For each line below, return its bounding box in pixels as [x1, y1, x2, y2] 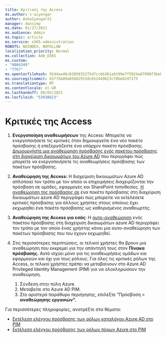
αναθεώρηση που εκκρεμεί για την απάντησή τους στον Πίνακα [12, 245, 145, 251]
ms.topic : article [5, 35, 43, 40]
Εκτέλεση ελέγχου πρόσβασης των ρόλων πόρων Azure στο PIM [12, 327, 146, 333]
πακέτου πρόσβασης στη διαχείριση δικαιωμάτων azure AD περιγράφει [12, 220, 159, 226]
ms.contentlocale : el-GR [5, 85, 56, 91]
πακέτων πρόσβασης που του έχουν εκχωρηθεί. [12, 231, 111, 237]
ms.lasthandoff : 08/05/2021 [5, 90, 63, 95]
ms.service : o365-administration [5, 40, 74, 45]
